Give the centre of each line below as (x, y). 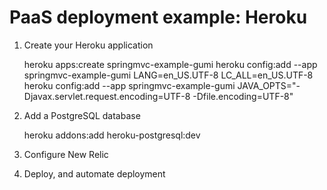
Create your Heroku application (88, 45)
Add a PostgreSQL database (82, 115)
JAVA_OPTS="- (269, 85)
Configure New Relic (66, 154)
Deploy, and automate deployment (94, 173)
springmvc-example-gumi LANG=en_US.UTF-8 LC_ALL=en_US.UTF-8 (168, 75)
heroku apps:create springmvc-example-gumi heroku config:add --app (170, 64)
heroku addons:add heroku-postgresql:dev (112, 135)
